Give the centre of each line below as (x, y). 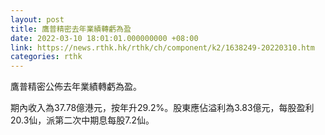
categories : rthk (46, 57)
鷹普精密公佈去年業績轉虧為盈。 (76, 87)
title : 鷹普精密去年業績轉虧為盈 (71, 29)
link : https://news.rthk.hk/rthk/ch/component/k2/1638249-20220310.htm (162, 47)
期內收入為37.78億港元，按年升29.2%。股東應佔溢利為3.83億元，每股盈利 (162, 108)
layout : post (37, 19)
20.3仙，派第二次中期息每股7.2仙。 (82, 120)
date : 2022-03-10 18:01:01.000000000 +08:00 (104, 38)
